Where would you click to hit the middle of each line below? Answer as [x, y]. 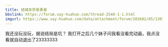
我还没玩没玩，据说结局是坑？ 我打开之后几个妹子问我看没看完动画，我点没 [82, 34]
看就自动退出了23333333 [31, 40]
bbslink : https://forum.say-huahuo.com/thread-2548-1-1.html [70, 14]
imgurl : [13, 19]
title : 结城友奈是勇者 [26, 10]
